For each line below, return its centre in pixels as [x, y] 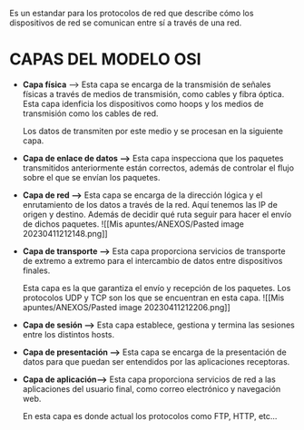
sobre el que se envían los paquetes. [91, 177]
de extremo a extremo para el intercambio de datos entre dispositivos [152, 260]
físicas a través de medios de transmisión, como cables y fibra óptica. [153, 93]
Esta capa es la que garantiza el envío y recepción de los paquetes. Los [157, 288]
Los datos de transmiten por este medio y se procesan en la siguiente [153, 131]
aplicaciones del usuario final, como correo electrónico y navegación [152, 388]
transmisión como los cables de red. [90, 113]
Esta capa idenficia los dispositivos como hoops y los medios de [143, 103]
